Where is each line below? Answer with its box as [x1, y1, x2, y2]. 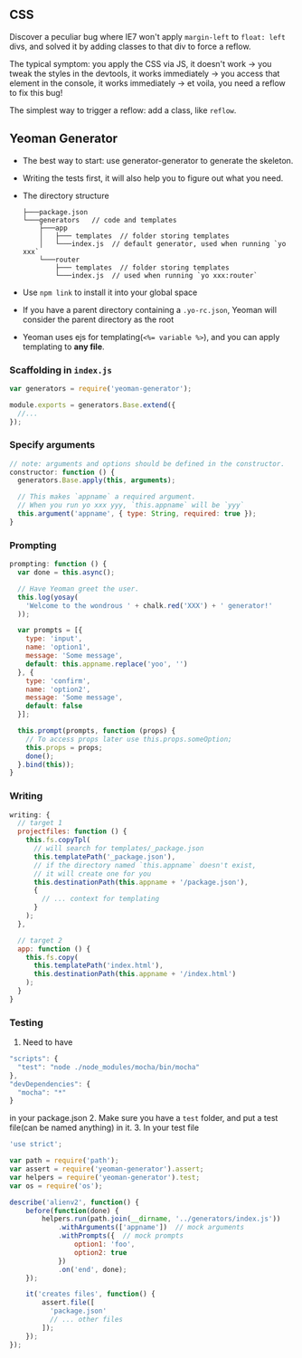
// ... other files [49, 1315, 124, 1325]
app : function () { [17, 945, 91, 954]
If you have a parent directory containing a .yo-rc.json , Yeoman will [22, 304, 278, 315]
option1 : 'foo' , [73, 1239, 136, 1249]
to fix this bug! [9, 87, 63, 98]
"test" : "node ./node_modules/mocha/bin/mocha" [17, 1062, 201, 1071]
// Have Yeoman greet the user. [17, 584, 140, 594]
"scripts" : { [9, 1054, 59, 1064]
